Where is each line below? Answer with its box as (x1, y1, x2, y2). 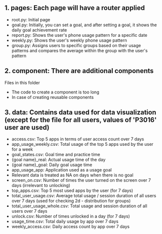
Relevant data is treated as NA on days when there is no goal (11, 172, 134, 178)
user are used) (4, 124, 49, 132)
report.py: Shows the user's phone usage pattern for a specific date (11, 32, 147, 38)
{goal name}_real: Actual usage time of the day (11, 157, 106, 163)
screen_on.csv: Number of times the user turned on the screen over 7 (11, 177, 151, 183)
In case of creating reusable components (11, 94, 94, 100)
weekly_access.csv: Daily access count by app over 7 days (11, 224, 130, 230)
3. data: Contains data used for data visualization (4, 109, 156, 117)
